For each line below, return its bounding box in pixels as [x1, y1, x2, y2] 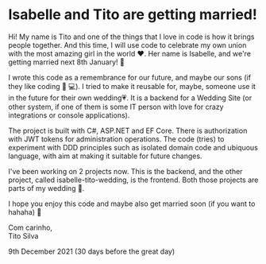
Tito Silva [8, 231, 39, 240]
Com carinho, [8, 223, 53, 232]
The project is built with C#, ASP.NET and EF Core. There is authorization [8, 126, 248, 135]
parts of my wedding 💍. [8, 183, 85, 192]
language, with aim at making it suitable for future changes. [8, 151, 202, 161]
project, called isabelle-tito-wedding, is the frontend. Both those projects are [8, 175, 259, 184]
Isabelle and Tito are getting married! [8, 6, 258, 24]
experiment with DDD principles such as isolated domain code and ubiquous [8, 142, 258, 152]
